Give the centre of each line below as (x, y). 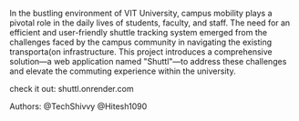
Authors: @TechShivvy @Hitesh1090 (78, 106)
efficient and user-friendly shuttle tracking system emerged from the (138, 32)
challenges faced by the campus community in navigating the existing (140, 42)
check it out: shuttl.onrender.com (72, 89)
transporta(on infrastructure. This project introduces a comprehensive (141, 52)
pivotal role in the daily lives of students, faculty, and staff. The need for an (150, 23)
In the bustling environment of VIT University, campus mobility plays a (141, 13)
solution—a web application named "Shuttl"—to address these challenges (148, 61)
